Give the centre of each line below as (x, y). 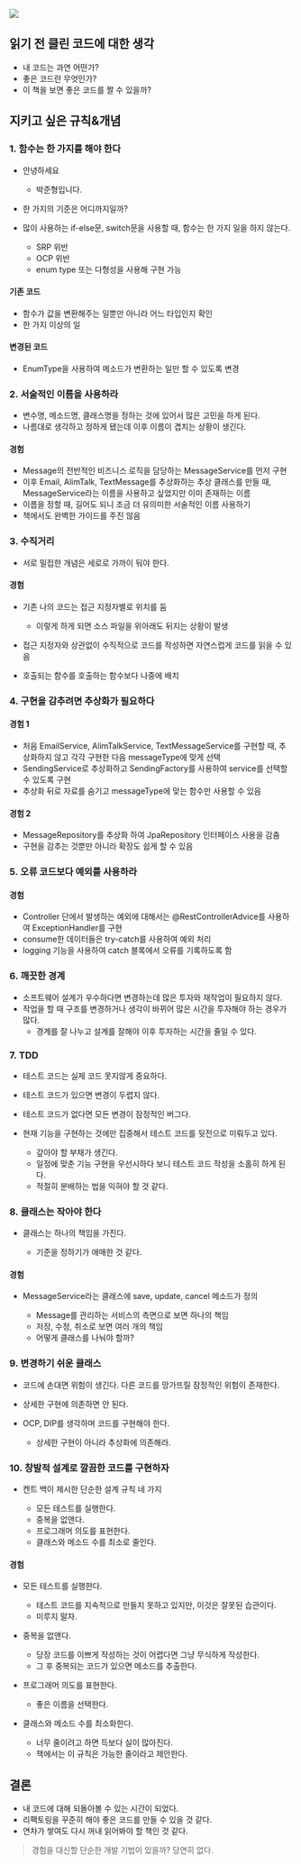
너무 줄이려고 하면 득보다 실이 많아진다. (105, 1742)
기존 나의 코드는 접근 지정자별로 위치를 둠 (95, 606)
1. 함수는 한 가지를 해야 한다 (65, 149)
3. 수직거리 (32, 541)
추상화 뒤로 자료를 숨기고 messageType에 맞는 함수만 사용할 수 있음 (141, 791)
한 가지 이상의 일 (51, 324)
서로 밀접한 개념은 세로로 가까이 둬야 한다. (96, 562)
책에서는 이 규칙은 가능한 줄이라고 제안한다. (112, 1754)
